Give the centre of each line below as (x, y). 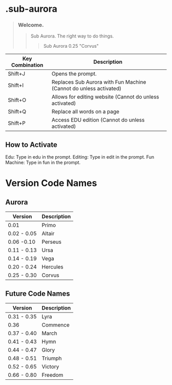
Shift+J (17, 74)
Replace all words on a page (85, 112)
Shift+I (16, 85)
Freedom (52, 375)
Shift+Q (17, 112)
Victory (50, 367)
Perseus (51, 242)
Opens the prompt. (74, 74)
